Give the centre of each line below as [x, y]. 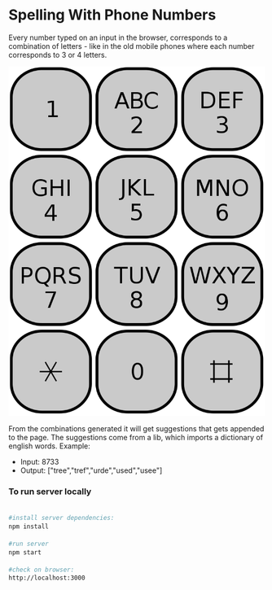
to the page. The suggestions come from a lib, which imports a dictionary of [136, 438]
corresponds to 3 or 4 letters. [58, 55]
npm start [25, 552]
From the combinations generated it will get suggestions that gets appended [136, 429]
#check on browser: [42, 570]
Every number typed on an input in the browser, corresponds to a [118, 37]
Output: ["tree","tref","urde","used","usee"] [91, 470]
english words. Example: [50, 446]
